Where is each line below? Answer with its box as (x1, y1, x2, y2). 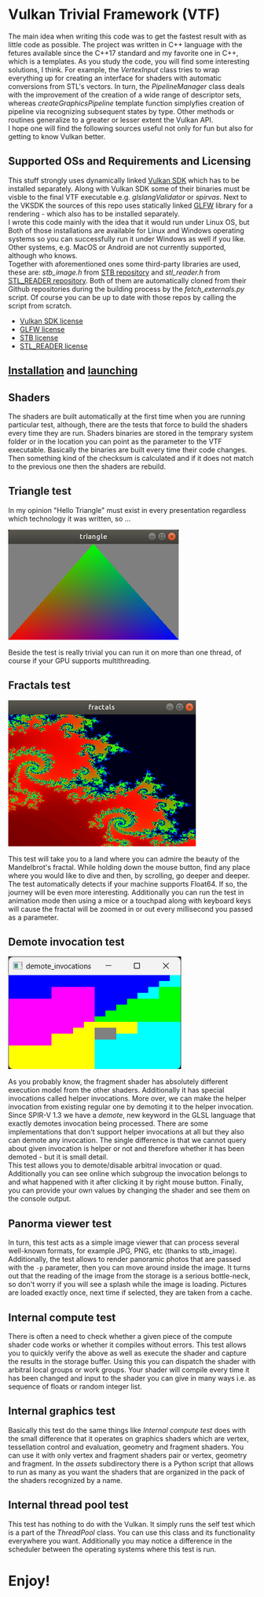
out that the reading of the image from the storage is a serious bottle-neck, (8, 1271, 251, 1281)
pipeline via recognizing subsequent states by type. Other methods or (8, 106, 234, 116)
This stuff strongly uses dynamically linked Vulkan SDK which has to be (8, 175, 240, 185)
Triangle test (8, 485, 72, 498)
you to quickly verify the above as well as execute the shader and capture (8, 1348, 247, 1358)
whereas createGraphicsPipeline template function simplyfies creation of (8, 98, 245, 108)
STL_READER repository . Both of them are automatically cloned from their (8, 275, 247, 285)
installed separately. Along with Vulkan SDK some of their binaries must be (8, 183, 250, 194)
